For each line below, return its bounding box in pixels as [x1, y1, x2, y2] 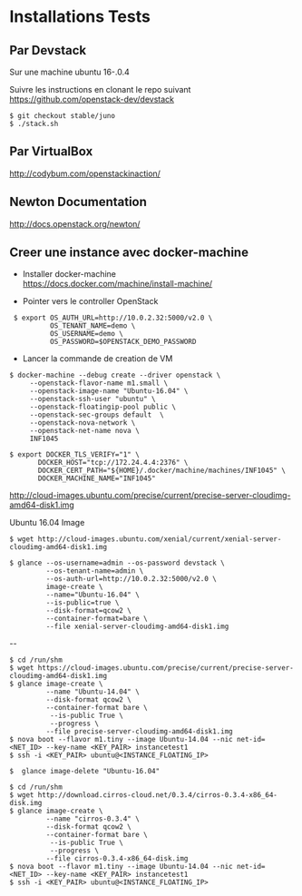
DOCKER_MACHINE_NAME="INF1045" [37, 474, 156, 483]
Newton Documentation [9, 194, 148, 210]
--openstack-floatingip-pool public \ [29, 402, 177, 412]
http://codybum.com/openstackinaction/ [9, 168, 161, 179]
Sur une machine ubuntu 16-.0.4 [9, 66, 130, 77]
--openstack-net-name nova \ [29, 427, 141, 436]
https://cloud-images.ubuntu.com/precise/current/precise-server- [37, 664, 295, 673]
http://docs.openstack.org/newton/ [9, 218, 141, 229]
